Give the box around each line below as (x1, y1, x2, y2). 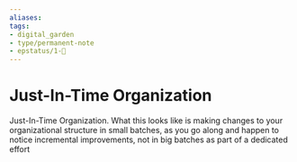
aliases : (9, 13, 42, 22)
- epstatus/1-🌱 (9, 47, 67, 56)
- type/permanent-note (9, 38, 94, 48)
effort (9, 144, 31, 155)
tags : (9, 22, 30, 31)
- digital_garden (9, 30, 75, 39)
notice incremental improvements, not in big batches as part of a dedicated (9, 134, 288, 145)
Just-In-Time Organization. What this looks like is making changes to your (9, 115, 283, 126)
